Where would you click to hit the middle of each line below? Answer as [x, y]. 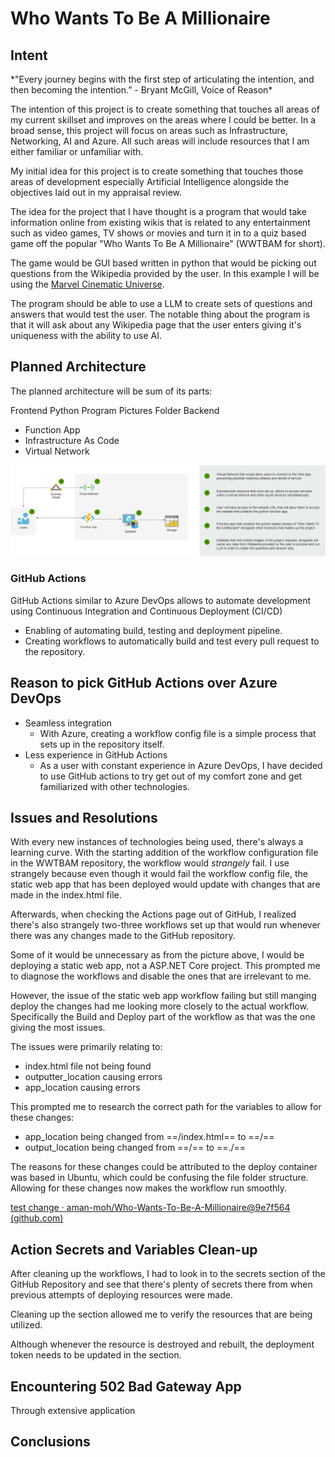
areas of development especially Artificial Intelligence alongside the [150, 181]
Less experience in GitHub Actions [96, 754]
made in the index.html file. [66, 895]
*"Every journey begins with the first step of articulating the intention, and [162, 79]
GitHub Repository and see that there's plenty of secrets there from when [161, 1284]
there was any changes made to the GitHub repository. [123, 936]
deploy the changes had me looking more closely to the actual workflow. [160, 1006]
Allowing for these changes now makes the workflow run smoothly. [149, 1188]
